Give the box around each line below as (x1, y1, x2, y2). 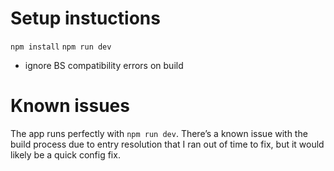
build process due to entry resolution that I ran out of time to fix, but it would (10, 138, 325, 150)
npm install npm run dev (10, 42, 112, 52)
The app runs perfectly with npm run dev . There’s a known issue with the (10, 127, 308, 139)
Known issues (10, 95, 130, 117)
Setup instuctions (10, 7, 161, 30)
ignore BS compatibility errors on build (24, 59, 184, 71)
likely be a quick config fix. (10, 148, 121, 161)
